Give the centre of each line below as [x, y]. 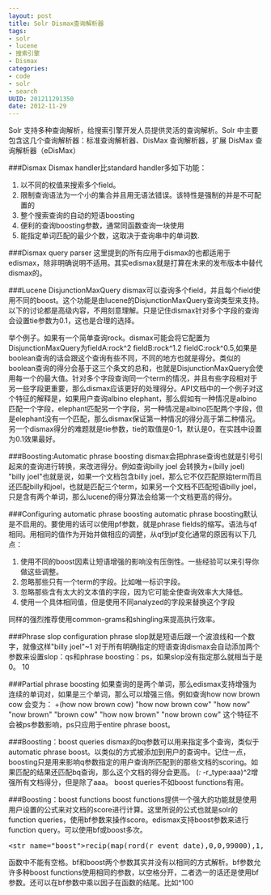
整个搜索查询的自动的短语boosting [77, 215]
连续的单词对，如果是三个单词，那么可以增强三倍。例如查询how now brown [134, 694]
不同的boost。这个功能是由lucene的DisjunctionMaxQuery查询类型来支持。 [139, 300]
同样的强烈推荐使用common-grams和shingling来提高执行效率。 [114, 620]
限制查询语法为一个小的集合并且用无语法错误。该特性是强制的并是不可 [137, 195]
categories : [28, 69]
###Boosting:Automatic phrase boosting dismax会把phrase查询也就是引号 [132, 456]
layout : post [30, 16]
